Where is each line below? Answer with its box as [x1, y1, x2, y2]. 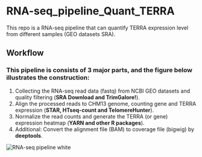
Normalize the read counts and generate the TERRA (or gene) [14, 112, 168, 120]
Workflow [6, 48, 44, 58]
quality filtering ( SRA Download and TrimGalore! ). [14, 93, 140, 100]
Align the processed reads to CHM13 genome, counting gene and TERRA [14, 100, 197, 107]
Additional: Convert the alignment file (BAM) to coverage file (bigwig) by [14, 125, 195, 133]
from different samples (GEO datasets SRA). [6, 30, 116, 37]
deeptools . [14, 132, 43, 139]
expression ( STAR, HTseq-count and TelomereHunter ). [14, 106, 154, 114]
